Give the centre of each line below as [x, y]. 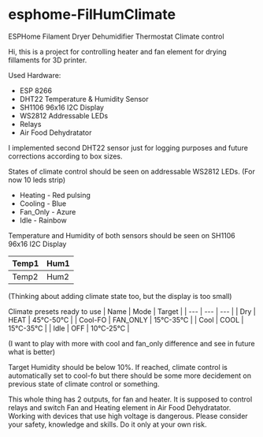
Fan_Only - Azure [48, 211]
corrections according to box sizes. [65, 156]
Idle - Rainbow [43, 220]
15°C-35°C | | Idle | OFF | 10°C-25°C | [69, 328]
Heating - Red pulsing [55, 195]
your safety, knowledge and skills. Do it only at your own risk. [107, 424]
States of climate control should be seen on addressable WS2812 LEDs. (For [132, 171]
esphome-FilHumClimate [92, 15]
